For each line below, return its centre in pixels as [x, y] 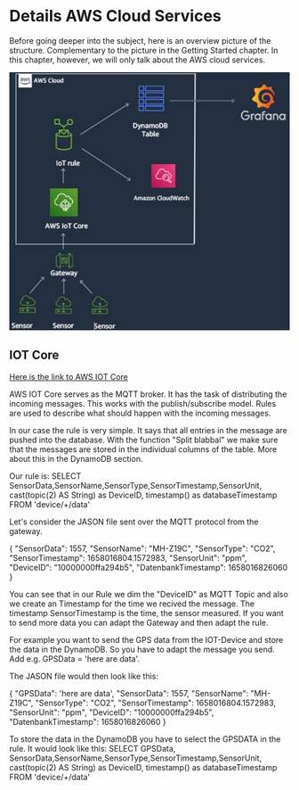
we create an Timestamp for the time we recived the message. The [132, 604]
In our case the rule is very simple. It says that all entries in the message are [148, 430]
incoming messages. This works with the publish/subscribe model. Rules [143, 403]
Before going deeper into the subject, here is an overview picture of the [140, 40]
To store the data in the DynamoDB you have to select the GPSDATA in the [145, 739]
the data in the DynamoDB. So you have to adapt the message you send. [142, 649]
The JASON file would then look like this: [84, 676]
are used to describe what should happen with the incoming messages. [140, 413]
